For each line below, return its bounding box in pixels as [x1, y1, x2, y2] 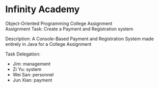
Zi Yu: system [12, 66, 42, 72]
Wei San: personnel [12, 71, 54, 77]
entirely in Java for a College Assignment [5, 41, 92, 47]
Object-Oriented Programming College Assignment [5, 20, 113, 26]
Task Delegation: [5, 51, 41, 57]
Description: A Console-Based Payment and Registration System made [5, 36, 154, 42]
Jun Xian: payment [12, 77, 52, 83]
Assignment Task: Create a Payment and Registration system [5, 25, 134, 32]
